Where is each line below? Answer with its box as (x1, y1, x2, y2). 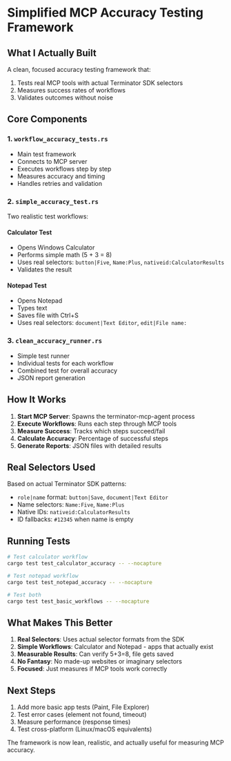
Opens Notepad (17, 297, 63, 305)
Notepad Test (7, 281, 47, 290)
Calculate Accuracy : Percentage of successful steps (17, 434, 169, 442)
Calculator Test (7, 228, 52, 236)
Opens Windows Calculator (17, 243, 95, 252)
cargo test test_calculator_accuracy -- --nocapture (7, 560, 162, 567)
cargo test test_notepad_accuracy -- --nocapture (7, 579, 153, 585)
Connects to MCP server (17, 157, 88, 165)
